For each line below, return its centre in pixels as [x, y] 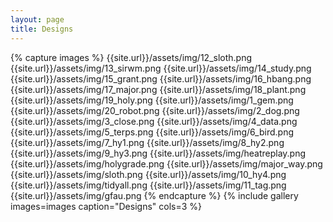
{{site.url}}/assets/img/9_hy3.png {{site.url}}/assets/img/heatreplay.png [158, 153]
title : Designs [42, 29]
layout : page [37, 19]
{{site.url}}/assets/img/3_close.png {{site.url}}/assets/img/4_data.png [154, 121]
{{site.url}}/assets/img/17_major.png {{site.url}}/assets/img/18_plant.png [158, 89]
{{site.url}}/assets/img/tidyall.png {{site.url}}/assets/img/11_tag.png [148, 185]
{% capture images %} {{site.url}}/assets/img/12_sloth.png [131, 57]
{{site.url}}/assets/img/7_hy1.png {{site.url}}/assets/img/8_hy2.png [147, 142]
